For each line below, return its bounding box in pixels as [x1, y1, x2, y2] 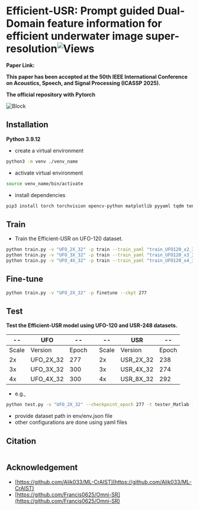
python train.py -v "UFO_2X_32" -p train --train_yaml [6, 246, 145, 253]
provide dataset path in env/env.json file [14, 413, 113, 420]
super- [145, 30, 179, 43]
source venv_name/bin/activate [6, 180, 84, 186]
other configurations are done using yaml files [14, 419, 127, 426]
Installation [6, 120, 49, 130]
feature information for [47, 17, 162, 30]
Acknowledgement [6, 463, 78, 473]
